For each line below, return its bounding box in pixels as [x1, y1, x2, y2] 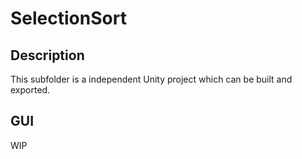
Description [10, 47, 85, 64]
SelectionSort [10, 7, 127, 30]
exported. [10, 84, 51, 96]
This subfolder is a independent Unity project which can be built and [10, 73, 293, 85]
